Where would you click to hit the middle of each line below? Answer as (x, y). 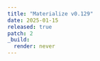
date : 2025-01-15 (33, 20)
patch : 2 (20, 33)
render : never (34, 46)
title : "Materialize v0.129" (50, 14)
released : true (30, 27)
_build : (19, 40)
